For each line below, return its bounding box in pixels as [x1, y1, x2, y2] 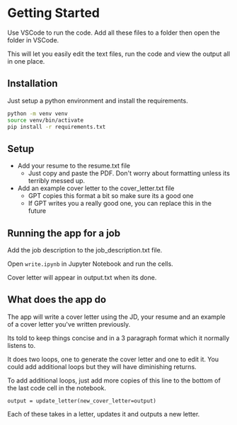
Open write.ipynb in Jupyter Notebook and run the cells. [7, 260, 173, 268]
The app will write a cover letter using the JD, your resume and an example [7, 313, 226, 321]
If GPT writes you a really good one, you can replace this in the [28, 199, 212, 208]
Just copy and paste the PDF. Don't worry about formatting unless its [28, 169, 230, 177]
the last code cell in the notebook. [7, 383, 106, 392]
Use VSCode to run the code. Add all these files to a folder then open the [7, 28, 221, 37]
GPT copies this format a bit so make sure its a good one [28, 192, 194, 200]
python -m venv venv [7, 110, 69, 117]
